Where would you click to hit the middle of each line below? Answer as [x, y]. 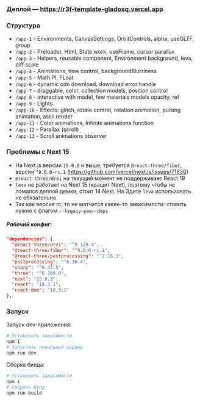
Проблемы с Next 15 [38, 152]
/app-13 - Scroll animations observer [61, 136]
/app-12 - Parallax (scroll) [47, 129]
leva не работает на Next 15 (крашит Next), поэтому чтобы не [95, 184]
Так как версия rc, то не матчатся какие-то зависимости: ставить [101, 204]
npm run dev [21, 353]
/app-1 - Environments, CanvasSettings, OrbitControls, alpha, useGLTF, [105, 39]
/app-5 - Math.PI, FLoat [45, 77]
